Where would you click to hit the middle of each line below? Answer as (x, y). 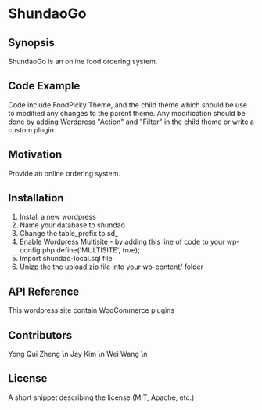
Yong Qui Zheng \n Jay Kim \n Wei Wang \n (78, 354)
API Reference (44, 291)
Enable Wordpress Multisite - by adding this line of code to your (122, 242)
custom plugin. (32, 129)
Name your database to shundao (72, 225)
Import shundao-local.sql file (66, 259)
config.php (37, 250)
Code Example (44, 86)
